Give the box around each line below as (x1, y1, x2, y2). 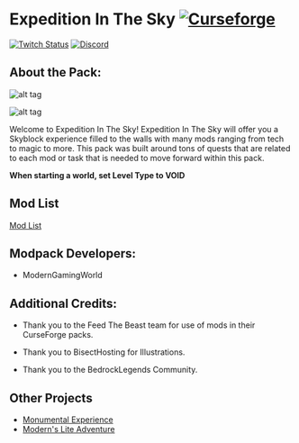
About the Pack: (9, 65, 102, 80)
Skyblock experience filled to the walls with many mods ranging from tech (9, 133, 285, 144)
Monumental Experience (22, 414, 114, 425)
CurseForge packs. (22, 330, 94, 340)
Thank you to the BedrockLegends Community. (22, 365, 198, 375)
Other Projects (9, 390, 93, 405)
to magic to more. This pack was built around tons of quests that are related (9, 142, 291, 153)
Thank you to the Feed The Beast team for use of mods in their (22, 320, 256, 330)
